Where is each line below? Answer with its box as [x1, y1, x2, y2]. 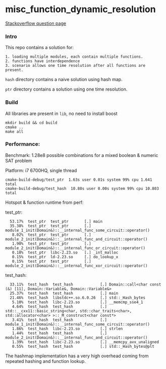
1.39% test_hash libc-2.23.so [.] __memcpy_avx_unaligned [12, 339, 159, 345]
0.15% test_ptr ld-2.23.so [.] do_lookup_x [12, 254, 119, 259]
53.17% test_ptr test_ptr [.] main [10, 219, 102, 224]
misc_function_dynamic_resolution [5, 4, 156, 15]
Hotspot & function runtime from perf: [5, 199, 84, 206]
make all [5, 129, 24, 134]
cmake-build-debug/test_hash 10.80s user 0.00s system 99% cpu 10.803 [5, 186, 159, 191]
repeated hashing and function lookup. [5, 358, 86, 364]
